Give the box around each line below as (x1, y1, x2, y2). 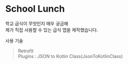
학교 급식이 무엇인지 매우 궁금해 (5, 20, 69, 26)
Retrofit (17, 48, 34, 54)
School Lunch (5, 3, 65, 15)
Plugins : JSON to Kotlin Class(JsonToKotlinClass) (17, 53, 123, 59)
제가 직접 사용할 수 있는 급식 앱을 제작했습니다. (5, 26, 98, 33)
